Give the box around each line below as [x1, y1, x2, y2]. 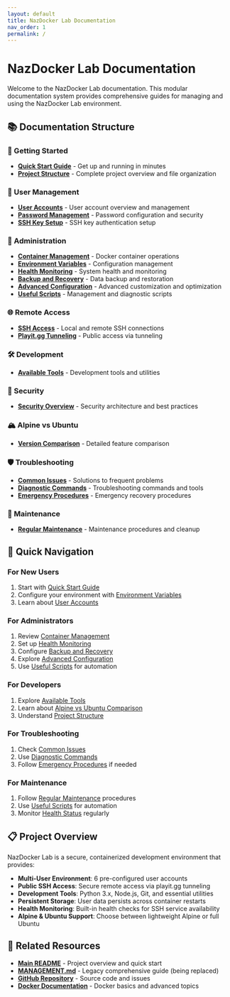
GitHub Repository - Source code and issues [17, 974, 150, 982]
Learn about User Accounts [17, 598, 99, 606]
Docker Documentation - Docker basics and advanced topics [17, 981, 199, 990]
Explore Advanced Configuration [17, 655, 114, 663]
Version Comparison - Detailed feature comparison [17, 439, 170, 447]
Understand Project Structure [17, 711, 104, 719]
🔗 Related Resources [7, 940, 101, 952]
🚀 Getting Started [7, 146, 69, 156]
